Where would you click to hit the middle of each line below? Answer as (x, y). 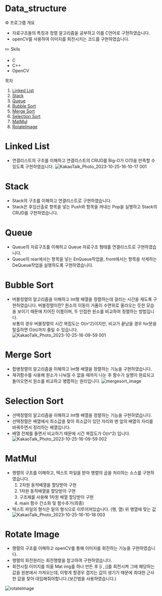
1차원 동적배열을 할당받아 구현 (48, 491)
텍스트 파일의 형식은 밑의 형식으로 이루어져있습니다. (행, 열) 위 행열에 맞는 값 (84, 509)
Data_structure (36, 9)
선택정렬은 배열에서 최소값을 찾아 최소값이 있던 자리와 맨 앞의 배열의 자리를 (83, 421)
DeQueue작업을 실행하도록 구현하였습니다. (53, 265)
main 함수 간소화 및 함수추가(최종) (51, 503)
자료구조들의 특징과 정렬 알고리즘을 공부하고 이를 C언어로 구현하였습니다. (81, 33)
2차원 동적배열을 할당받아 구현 (48, 484)
